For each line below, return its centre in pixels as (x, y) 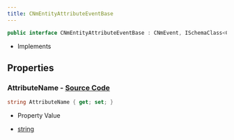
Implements (34, 46)
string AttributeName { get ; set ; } (60, 102)
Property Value (39, 116)
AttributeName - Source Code (58, 88)
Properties (31, 68)
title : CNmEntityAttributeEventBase (60, 14)
